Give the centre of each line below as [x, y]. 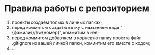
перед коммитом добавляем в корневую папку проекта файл [77, 38]
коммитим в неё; [81, 32]
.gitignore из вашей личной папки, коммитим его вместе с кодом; [81, 43]
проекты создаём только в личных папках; [57, 22]
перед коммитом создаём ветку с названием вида [65, 27]
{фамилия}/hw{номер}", [37, 32]
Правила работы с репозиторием [77, 9]
